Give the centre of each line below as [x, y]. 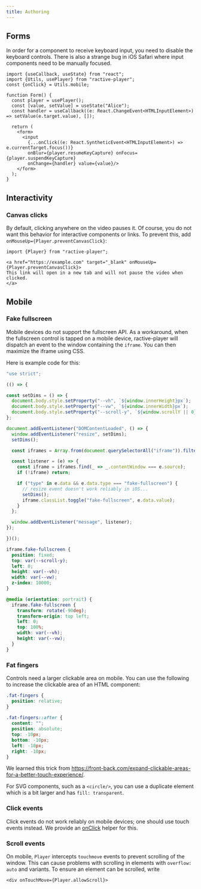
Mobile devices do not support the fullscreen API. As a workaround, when [97, 332]
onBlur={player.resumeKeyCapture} [71, 153]
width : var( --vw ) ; [35, 577]
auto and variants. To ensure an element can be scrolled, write [83, 869]
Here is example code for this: [43, 363]
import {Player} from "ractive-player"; [57, 252]
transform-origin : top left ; [53, 616]
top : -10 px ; [27, 735]
